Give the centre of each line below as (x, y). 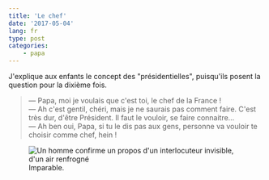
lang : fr (23, 31)
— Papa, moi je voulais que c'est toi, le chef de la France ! (125, 100)
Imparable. (47, 167)
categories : (28, 46)
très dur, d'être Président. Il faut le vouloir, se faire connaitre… (131, 117)
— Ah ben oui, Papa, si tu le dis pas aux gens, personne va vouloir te (143, 126)
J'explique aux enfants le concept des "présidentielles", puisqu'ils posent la (134, 76)
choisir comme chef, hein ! (73, 135)
